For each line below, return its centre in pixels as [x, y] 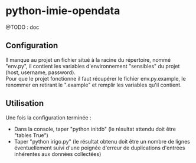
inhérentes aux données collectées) [58, 154]
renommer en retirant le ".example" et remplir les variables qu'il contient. [94, 85]
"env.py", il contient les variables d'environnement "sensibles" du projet [93, 66]
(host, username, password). [41, 72]
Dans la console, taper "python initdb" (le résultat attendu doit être [95, 129]
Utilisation [25, 103]
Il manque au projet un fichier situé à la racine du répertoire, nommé [88, 59]
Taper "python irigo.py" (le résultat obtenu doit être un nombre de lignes [102, 141]
